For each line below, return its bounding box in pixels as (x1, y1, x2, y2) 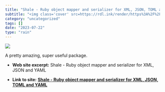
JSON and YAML (12, 67, 47, 73)
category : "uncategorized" (5, 16, 60, 21)
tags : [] (5, 21, 23, 26)
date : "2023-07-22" (5, 25, 45, 30)
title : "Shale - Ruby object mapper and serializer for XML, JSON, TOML (5, 7, 157, 12)
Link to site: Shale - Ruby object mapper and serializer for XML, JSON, (12, 77, 159, 82)
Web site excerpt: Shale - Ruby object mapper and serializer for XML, (12, 62, 154, 68)
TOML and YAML (12, 82, 48, 88)
